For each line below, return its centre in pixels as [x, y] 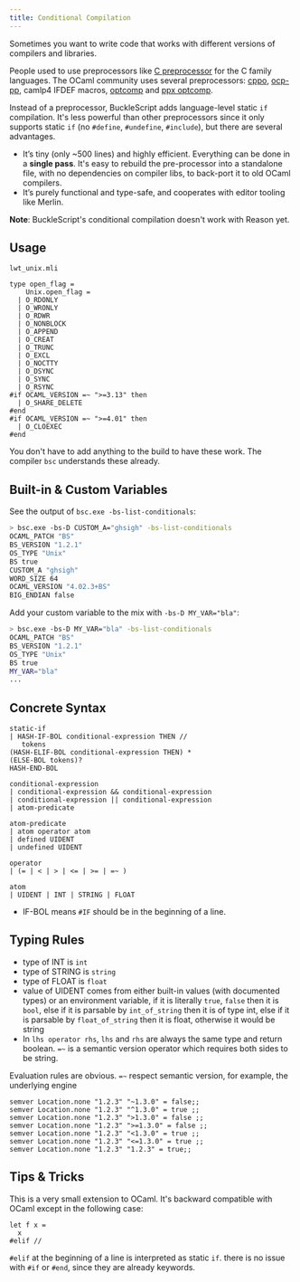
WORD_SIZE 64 [34, 579]
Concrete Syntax [58, 708]
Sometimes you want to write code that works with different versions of [142, 43]
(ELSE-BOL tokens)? [46, 761]
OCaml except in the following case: [76, 1208]
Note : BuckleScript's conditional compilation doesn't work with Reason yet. [150, 219]
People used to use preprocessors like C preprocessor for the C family [141, 71]
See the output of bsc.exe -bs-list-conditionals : [103, 511]
